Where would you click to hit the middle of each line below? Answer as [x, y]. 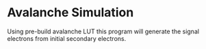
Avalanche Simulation [70, 13]
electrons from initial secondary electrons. [67, 38]
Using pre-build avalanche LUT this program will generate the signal [103, 31]
